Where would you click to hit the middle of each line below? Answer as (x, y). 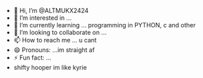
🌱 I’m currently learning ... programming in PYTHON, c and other (105, 25)
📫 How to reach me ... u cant (55, 40)
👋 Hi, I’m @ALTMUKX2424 (51, 11)
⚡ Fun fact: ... (32, 57)
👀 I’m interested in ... (43, 18)
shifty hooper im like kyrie (50, 67)
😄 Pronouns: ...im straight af (54, 50)
